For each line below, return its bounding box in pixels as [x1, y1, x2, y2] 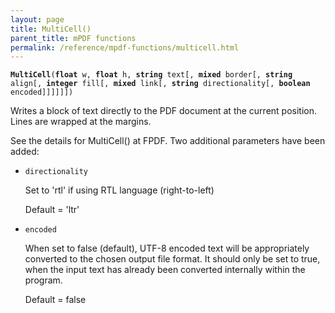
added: [10, 146, 40, 158]
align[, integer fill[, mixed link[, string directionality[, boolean [10, 79, 311, 89]
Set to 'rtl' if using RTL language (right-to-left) [24, 184, 215, 196]
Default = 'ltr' [24, 204, 80, 216]
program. [24, 274, 63, 286]
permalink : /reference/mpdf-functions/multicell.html [10, 42, 240, 53]
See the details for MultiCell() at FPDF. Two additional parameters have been [10, 135, 326, 147]
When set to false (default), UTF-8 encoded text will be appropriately [24, 242, 310, 255]
